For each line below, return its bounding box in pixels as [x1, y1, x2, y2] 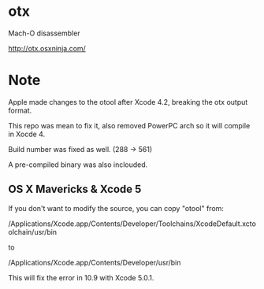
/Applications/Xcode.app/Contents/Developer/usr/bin [8, 258, 181, 267]
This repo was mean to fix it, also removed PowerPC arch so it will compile [8, 120, 251, 130]
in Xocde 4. [8, 129, 46, 139]
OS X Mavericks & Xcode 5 [8, 183, 142, 196]
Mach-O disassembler [8, 28, 80, 38]
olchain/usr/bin [8, 227, 58, 236]
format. [8, 106, 32, 115]
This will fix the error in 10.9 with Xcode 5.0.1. [8, 272, 154, 282]
